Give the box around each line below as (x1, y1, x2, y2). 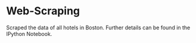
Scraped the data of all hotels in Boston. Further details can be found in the (6, 24, 191, 31)
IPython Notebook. (6, 30, 52, 37)
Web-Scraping (6, 4, 80, 18)
